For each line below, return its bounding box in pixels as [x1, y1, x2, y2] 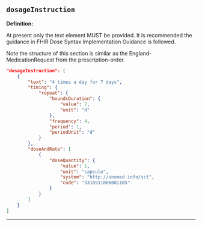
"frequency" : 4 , [49, 118, 90, 124]
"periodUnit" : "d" [49, 130, 96, 136]
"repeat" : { [38, 90, 69, 96]
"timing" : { [28, 84, 58, 90]
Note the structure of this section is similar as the [6, 49, 128, 57]
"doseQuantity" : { [49, 157, 96, 163]
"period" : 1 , [49, 124, 82, 130]
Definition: [6, 20, 34, 27]
